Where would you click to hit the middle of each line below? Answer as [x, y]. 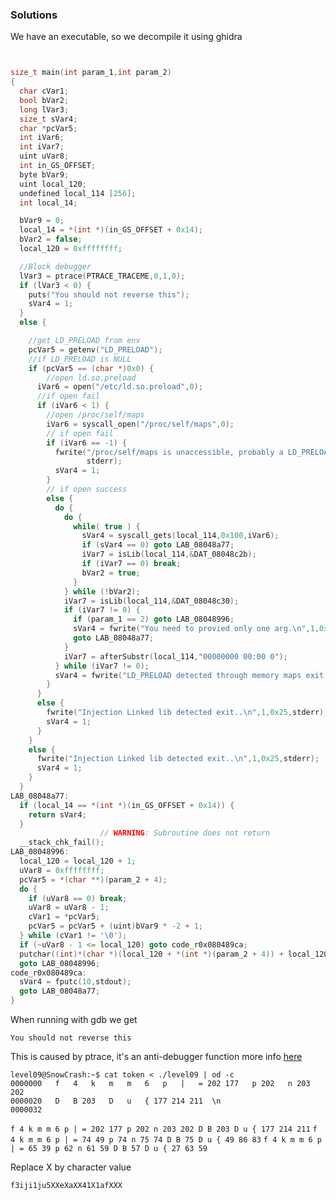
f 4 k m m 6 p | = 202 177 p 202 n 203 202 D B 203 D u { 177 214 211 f [164, 1129]
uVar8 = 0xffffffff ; [62, 870]
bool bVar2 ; [44, 100]
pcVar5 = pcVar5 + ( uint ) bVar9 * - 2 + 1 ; [116, 926]
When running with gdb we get [74, 1020]
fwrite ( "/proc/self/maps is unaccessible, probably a [169, 452]
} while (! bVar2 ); [102, 591]
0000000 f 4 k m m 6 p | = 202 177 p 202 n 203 [160, 1084]
